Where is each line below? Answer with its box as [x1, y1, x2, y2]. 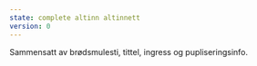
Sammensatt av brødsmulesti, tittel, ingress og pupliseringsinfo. [9, 46, 249, 57]
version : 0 [9, 22, 51, 31]
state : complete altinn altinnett [9, 13, 141, 23]
